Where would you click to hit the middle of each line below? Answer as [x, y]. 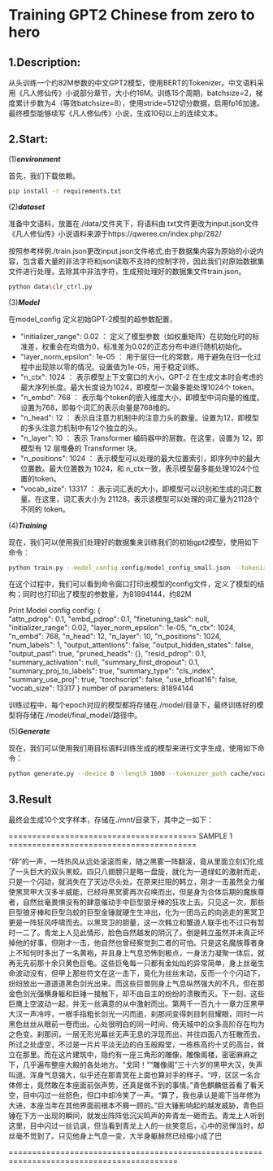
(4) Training [28, 525]
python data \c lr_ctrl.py [50, 286]
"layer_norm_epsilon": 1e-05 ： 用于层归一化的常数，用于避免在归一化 [137, 356]
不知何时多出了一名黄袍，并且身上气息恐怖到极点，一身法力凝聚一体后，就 [140, 953]
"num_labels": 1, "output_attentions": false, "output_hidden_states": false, [131, 645]
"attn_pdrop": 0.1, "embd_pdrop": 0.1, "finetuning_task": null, [109, 619]
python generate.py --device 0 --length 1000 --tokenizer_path [118, 774]
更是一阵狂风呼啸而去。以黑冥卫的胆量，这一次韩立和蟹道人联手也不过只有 [133, 923]
